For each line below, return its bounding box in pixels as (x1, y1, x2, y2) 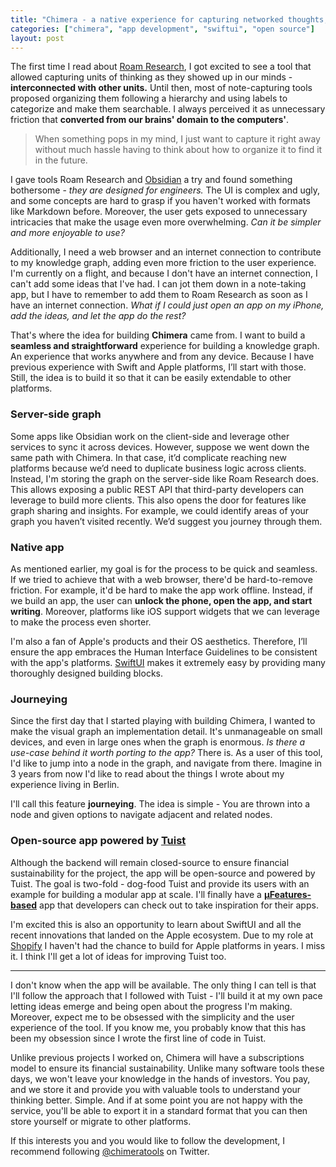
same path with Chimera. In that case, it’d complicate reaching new (10, 451, 287, 463)
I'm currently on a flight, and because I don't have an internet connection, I (10, 267, 318, 280)
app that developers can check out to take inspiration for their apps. (39, 899, 319, 911)
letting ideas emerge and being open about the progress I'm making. (10, 1000, 293, 1012)
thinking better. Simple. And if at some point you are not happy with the (10, 1094, 303, 1106)
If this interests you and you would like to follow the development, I (10, 1134, 285, 1146)
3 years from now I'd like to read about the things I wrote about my (10, 768, 285, 780)
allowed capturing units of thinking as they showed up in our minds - (10, 71, 293, 83)
